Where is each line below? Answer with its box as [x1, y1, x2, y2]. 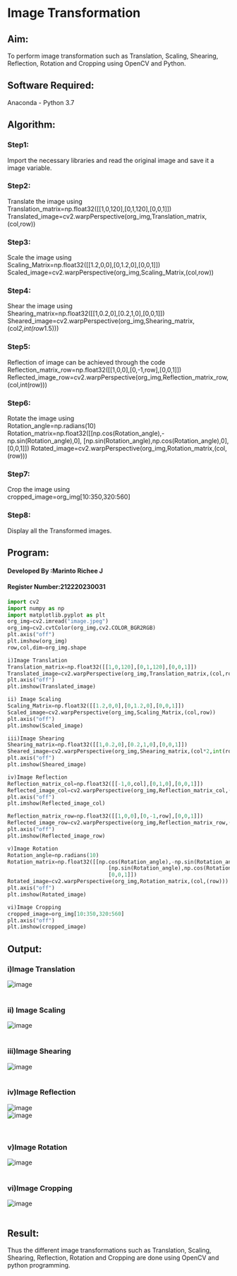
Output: [7, 943, 42, 955]
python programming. [7, 1261, 71, 1270]
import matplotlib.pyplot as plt [7, 612, 106, 619]
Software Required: [7, 80, 95, 92]
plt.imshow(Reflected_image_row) [7, 832, 106, 839]
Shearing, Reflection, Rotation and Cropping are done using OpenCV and [7, 1253, 219, 1262]
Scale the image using [7, 253, 72, 262]
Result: [7, 1227, 39, 1239]
